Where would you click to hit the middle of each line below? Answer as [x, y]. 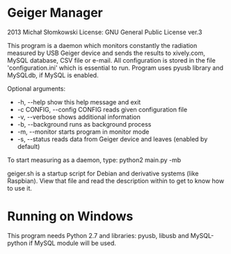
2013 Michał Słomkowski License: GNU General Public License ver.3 [105, 32]
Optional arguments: [37, 88]
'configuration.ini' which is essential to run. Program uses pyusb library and [115, 68]
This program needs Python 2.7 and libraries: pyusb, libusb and [98, 235]
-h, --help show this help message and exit [79, 102]
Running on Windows [70, 216]
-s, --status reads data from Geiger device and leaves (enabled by [112, 139]
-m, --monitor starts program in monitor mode [83, 132]
